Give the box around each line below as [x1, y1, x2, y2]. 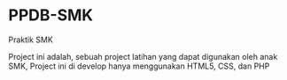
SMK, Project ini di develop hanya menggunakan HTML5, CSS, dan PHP [8, 61, 270, 71]
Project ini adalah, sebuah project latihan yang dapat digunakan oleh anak [8, 51, 278, 62]
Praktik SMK [8, 34, 54, 45]
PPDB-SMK [8, 5, 94, 25]
